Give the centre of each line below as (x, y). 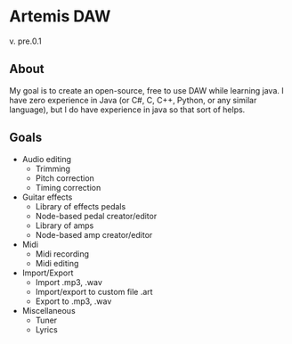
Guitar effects (47, 197)
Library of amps (65, 225)
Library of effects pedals (81, 206)
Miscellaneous (49, 310)
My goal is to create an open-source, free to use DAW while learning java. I (147, 90)
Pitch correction (65, 178)
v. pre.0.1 (25, 41)
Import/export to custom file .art (94, 291)
